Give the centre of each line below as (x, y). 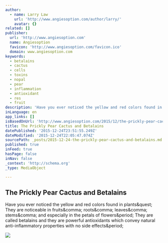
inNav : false (19, 158)
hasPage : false (21, 154)
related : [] (17, 28)
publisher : (16, 33)
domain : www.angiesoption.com (41, 51)
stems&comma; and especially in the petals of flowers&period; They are (79, 215)
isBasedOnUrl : (20, 121)
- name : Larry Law (29, 14)
